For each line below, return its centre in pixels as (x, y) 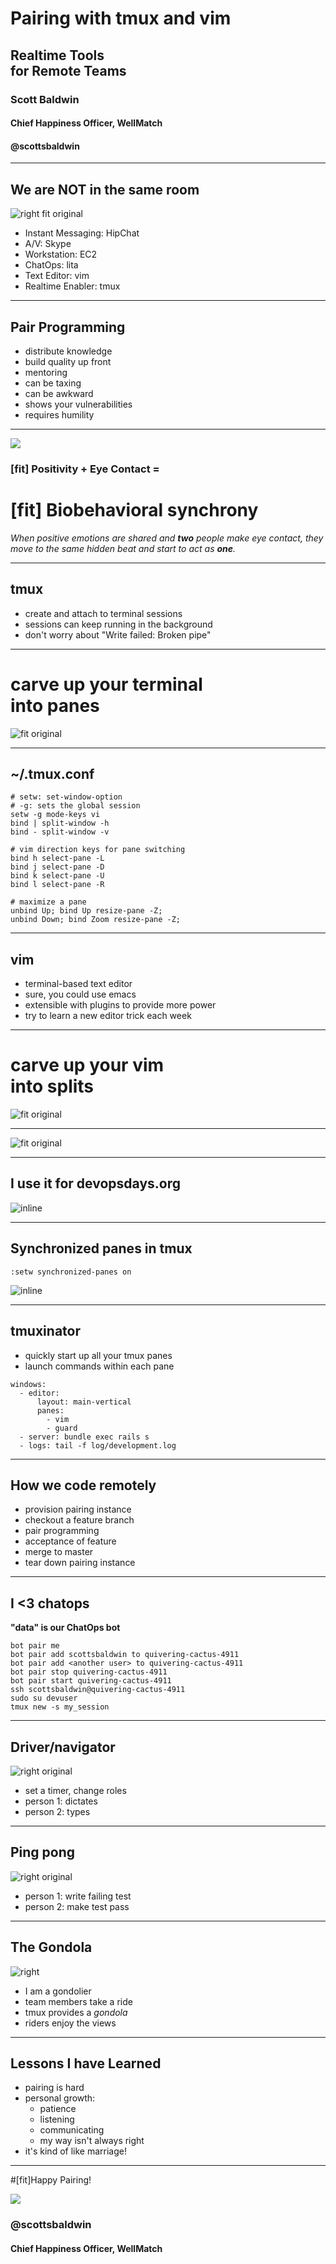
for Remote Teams (68, 70)
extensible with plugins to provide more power (120, 1005)
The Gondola (51, 1947)
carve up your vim (87, 1065)
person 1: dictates (61, 1801)
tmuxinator (45, 1331)
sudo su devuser (44, 1698)
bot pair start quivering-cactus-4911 (91, 1681)
